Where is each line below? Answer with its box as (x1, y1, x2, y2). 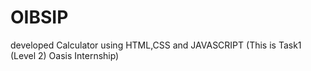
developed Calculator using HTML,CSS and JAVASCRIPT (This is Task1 (10, 39, 302, 51)
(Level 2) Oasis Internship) (10, 49, 120, 61)
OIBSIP (10, 6, 69, 29)
